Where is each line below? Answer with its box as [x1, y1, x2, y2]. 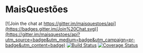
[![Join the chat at [5, 20, 43, 26]
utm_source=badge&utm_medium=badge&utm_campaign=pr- [5, 37, 135, 43]
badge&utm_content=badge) [5, 42, 66, 48]
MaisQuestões [5, 4, 68, 15]
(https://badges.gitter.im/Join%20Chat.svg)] [5, 25, 98, 32]
